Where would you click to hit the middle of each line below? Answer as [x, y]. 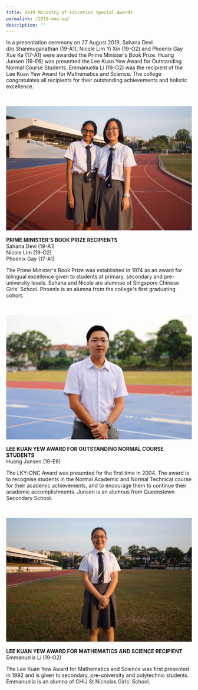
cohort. [15, 295]
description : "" [26, 25]
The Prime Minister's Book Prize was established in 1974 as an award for [94, 270]
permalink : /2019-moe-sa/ [38, 19]
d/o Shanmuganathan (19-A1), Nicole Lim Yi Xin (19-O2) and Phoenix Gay [95, 49]
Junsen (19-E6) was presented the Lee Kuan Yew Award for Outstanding [94, 62]
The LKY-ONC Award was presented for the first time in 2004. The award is [98, 473]
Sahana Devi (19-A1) [30, 246]
